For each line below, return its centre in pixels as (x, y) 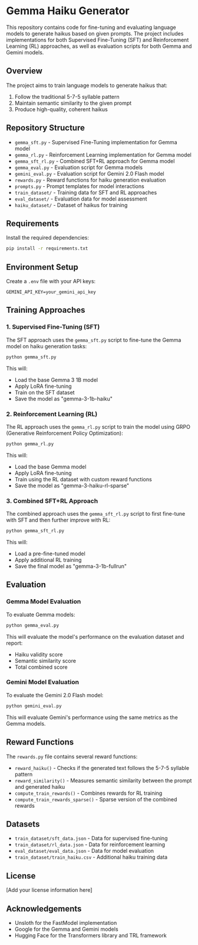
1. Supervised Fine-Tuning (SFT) (53, 327)
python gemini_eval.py (34, 706)
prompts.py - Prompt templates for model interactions (79, 186)
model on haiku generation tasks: (47, 346)
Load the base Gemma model (50, 467)
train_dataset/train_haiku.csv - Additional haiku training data (91, 857)
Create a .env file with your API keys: (51, 281)
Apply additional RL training (48, 559)
